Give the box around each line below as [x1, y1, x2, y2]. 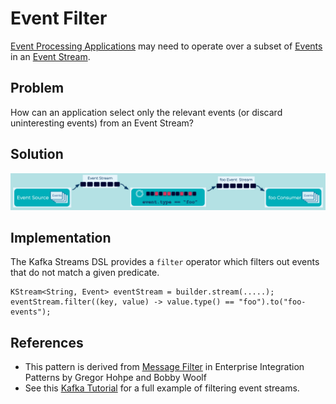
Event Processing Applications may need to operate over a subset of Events [10, 40, 323, 52]
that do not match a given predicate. [10, 267, 160, 279]
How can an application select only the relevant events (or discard [10, 106, 283, 118]
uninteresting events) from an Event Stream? [10, 117, 194, 129]
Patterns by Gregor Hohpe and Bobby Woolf [24, 372, 207, 384]
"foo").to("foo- [238, 297, 307, 307]
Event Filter [10, 7, 108, 30]
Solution [10, 146, 64, 163]
